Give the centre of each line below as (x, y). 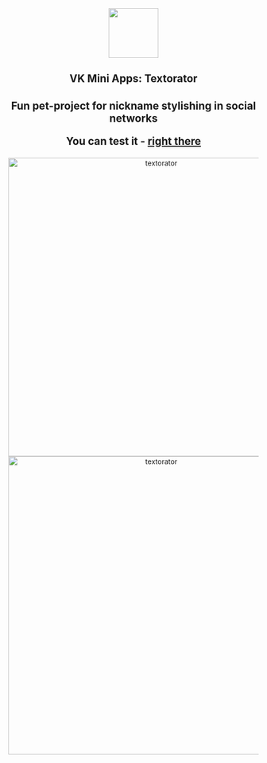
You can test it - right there (133, 141)
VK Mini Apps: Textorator (133, 79)
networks (133, 118)
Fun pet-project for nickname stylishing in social (133, 105)
